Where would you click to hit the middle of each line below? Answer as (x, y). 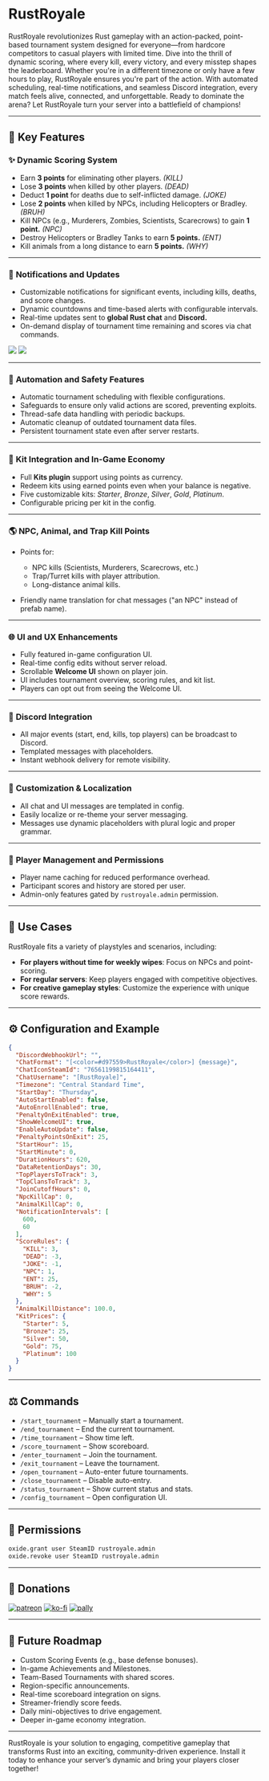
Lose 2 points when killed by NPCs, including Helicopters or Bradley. (133, 203)
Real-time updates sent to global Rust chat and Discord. (114, 317)
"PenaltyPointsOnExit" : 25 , (62, 1138)
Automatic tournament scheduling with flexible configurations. (122, 397)
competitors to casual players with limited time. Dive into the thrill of (120, 53)
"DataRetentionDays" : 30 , (59, 1167)
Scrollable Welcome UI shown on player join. (94, 672)
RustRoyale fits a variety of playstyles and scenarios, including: (112, 946)
